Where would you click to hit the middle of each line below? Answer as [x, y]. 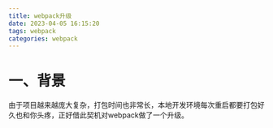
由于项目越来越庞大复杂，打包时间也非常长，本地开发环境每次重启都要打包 [133, 105]
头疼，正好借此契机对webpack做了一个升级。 [113, 115]
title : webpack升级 [40, 16]
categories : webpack [43, 38]
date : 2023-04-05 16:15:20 [54, 23]
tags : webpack [32, 31]
